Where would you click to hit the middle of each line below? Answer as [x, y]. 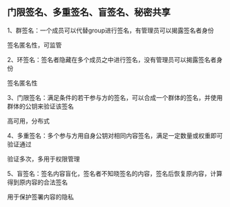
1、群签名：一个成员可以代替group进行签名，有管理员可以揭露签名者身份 [111, 30]
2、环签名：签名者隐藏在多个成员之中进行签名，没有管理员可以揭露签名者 [112, 59]
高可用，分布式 [28, 121]
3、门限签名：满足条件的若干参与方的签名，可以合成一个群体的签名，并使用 [115, 97]
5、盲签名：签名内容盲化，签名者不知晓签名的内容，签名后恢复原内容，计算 [115, 173]
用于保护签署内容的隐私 [40, 197]
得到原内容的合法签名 [37, 182]
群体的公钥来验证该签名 [40, 106]
